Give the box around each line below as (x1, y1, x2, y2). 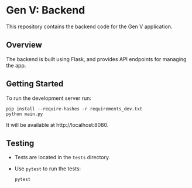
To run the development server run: (6, 95, 92, 102)
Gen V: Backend (6, 4, 85, 17)
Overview (6, 40, 43, 50)
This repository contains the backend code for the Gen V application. (6, 23, 173, 30)
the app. (6, 62, 26, 69)
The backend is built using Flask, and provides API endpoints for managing (6, 55, 187, 62)
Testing (6, 138, 35, 148)
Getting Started (6, 79, 64, 89)
